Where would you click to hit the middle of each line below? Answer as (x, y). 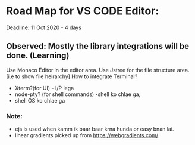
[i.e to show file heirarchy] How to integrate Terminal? (72, 76)
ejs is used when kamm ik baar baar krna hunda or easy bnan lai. (94, 129)
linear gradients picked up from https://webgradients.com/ (87, 135)
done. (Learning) (38, 56)
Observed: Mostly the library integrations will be (98, 46)
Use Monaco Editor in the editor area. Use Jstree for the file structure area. (98, 70)
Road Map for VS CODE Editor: (83, 11)
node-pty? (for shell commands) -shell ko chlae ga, (78, 94)
